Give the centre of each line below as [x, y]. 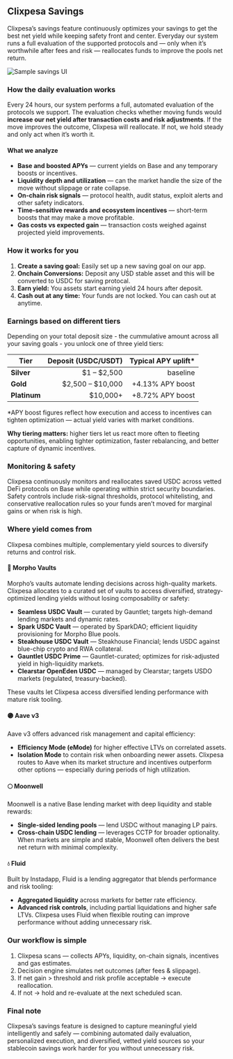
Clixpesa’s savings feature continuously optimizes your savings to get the [112, 28]
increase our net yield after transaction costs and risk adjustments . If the [114, 120]
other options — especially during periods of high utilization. [104, 769]
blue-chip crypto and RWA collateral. [70, 649]
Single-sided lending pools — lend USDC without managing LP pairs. [117, 825]
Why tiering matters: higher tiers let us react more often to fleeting [104, 433]
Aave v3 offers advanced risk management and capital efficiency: [102, 734]
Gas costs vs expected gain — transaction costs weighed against [112, 225]
